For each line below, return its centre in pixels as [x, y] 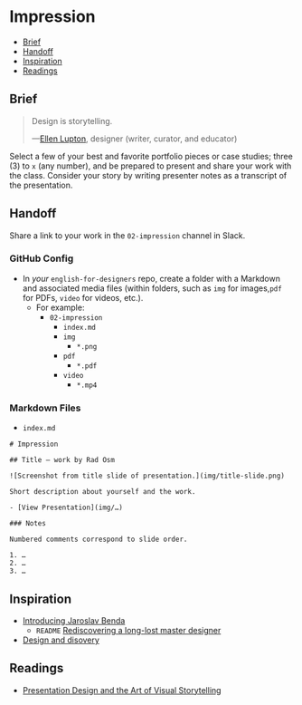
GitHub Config [42, 258]
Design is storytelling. [72, 121]
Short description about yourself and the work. [103, 492]
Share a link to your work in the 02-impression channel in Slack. [127, 235]
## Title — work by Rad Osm [62, 460]
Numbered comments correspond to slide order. [99, 540]
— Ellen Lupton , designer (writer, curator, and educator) [134, 139]
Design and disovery [61, 640]
